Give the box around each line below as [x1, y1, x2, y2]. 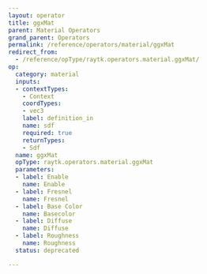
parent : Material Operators [8, 26, 101, 34]
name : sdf [22, 122, 55, 129]
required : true [22, 129, 73, 137]
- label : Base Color [15, 202, 83, 210]
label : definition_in [22, 114, 93, 122]
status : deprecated [15, 246, 80, 254]
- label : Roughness [15, 232, 80, 240]
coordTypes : [22, 99, 62, 107]
